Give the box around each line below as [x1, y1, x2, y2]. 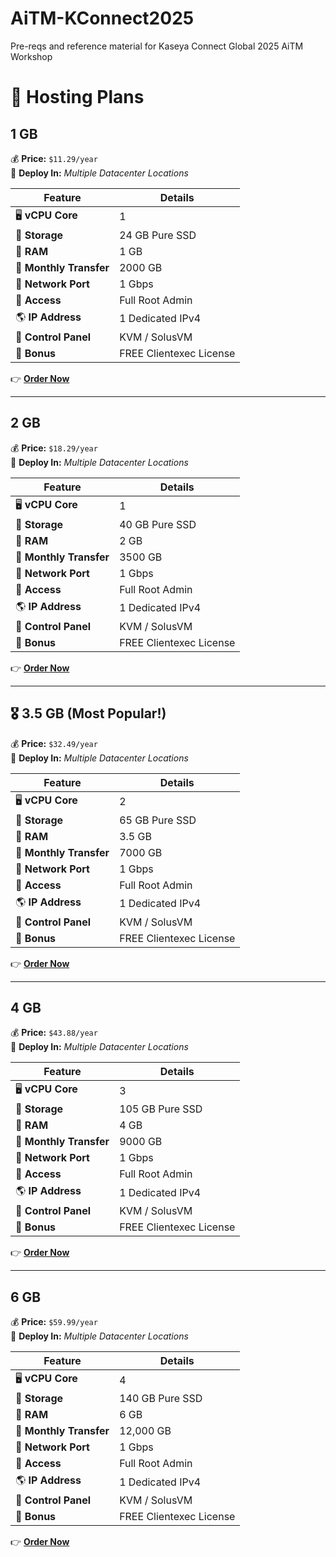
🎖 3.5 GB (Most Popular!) [10, 705, 167, 722]
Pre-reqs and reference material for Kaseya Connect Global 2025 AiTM [10, 40, 304, 52]
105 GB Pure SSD [119, 1102, 203, 1116]
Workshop [10, 50, 53, 62]
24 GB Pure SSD [119, 228, 197, 242]
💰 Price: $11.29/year [10, 152, 98, 164]
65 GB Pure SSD [119, 813, 197, 827]
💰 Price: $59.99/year [10, 1316, 98, 1328]
